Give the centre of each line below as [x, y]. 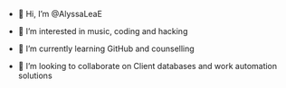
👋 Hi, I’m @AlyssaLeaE [60, 14]
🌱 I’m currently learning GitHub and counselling [106, 48]
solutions [35, 75]
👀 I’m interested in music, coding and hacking [103, 31]
